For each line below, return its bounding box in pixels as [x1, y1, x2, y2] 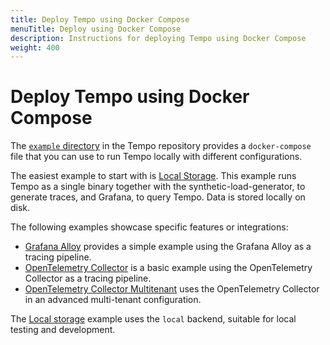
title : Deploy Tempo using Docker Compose [10, 14, 190, 25]
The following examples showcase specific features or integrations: [10, 221, 289, 233]
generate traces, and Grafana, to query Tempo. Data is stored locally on [10, 191, 306, 203]
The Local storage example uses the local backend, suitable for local [10, 313, 297, 325]
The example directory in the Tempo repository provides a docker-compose [10, 140, 312, 152]
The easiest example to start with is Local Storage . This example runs [10, 170, 297, 182]
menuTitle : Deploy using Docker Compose [10, 24, 182, 34]
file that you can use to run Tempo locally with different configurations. [10, 151, 303, 163]
